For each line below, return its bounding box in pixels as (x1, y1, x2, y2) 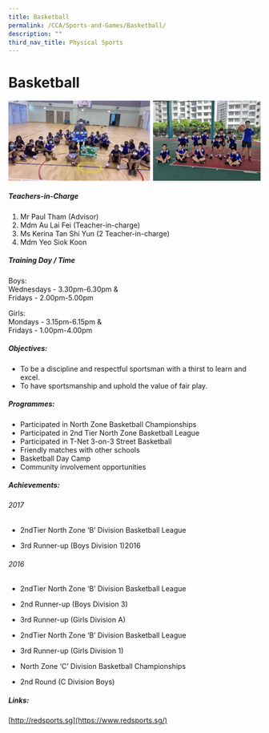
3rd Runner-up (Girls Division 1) (19, 646, 124, 656)
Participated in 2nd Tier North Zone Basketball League (19, 428, 200, 437)
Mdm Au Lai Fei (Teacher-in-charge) (19, 220, 141, 230)
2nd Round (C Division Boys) (19, 677, 115, 687)
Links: (8, 695, 30, 705)
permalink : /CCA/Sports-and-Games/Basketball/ (8, 21, 167, 30)
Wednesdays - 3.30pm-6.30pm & (8, 284, 118, 294)
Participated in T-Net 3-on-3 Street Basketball (19, 437, 172, 446)
